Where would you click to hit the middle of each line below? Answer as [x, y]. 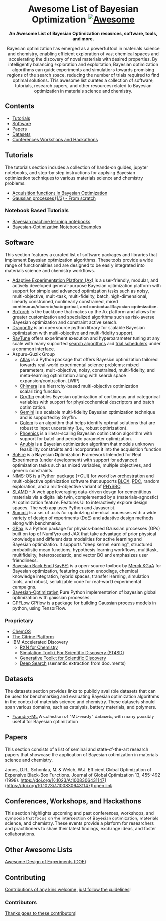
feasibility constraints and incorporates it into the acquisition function [90, 449]
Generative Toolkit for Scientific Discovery [63, 658]
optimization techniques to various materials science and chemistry [74, 178]
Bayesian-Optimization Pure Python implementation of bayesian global [84, 592]
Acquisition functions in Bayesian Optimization [60, 193]
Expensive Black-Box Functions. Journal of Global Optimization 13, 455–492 [83, 775]
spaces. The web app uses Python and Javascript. [64, 507]
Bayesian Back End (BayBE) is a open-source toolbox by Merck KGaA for [86, 565]
